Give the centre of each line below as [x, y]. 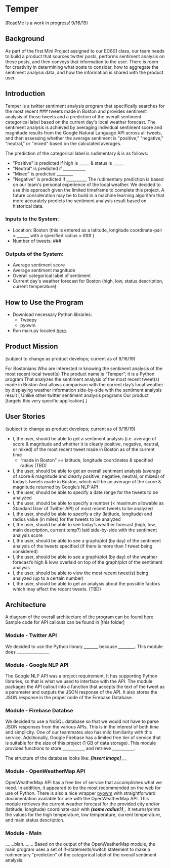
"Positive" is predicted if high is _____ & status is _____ [68, 163]
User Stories [25, 417]
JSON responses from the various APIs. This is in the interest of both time [82, 727]
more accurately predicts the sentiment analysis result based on [79, 201]
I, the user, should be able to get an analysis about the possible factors [86, 583]
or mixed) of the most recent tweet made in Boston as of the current [84, 449]
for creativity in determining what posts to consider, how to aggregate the [82, 67]
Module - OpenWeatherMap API [45, 771]
